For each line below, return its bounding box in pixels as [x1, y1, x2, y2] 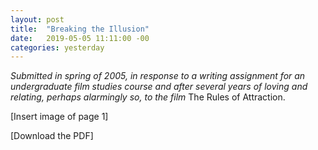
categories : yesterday [10, 42, 105, 53]
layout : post [10, 14, 65, 25]
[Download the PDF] [10, 130, 94, 142]
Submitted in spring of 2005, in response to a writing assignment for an [10, 70, 306, 82]
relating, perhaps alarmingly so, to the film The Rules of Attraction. [10, 91, 286, 103]
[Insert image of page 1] [10, 111, 109, 123]
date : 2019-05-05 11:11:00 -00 [10, 33, 150, 43]
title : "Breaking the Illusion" [10, 24, 150, 34]
